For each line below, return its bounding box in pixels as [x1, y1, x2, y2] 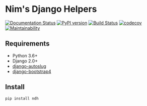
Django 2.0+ [12, 58, 38, 64]
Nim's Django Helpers [5, 3, 97, 15]
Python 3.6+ [12, 53, 38, 58]
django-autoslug [12, 63, 46, 69]
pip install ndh [5, 96, 39, 101]
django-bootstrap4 [12, 68, 51, 74]
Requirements [5, 40, 50, 48]
